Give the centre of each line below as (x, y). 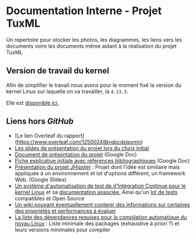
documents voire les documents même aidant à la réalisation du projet (92, 46)
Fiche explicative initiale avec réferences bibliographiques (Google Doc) (102, 161)
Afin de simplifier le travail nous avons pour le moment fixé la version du (94, 85)
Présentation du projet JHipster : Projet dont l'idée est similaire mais (97, 167)
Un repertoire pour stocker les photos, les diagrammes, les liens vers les (94, 40)
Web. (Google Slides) (40, 179)
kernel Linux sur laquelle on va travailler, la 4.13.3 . (67, 91)
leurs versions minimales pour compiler (63, 230)
